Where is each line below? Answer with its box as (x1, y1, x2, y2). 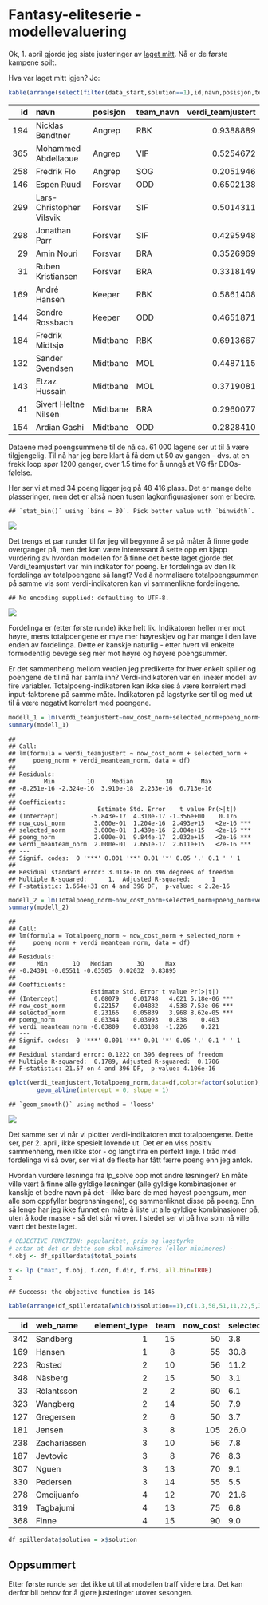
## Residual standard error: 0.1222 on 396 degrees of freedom (8, 1051, 223, 1059)
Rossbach (35, 317, 73, 328)
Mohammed (35, 142, 81, 153)
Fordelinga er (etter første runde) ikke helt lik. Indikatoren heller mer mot (8, 623, 246, 632)
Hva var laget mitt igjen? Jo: (8, 73, 100, 82)
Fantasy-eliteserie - (8, 6, 142, 24)
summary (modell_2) (8, 903, 69, 912)
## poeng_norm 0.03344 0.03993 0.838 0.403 (8, 1016, 219, 1024)
